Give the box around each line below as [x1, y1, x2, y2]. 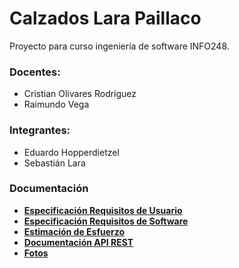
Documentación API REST [23, 236, 134, 248]
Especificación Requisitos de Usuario [23, 204, 183, 216]
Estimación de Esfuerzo [23, 225, 126, 237]
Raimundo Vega [23, 98, 90, 111]
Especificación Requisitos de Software [23, 215, 189, 227]
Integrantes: [9, 123, 71, 137]
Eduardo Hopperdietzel [23, 146, 120, 158]
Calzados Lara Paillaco [9, 7, 202, 30]
